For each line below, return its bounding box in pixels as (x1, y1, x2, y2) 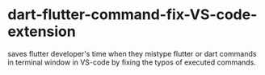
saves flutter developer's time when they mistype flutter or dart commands (7, 49, 257, 58)
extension (7, 22, 76, 41)
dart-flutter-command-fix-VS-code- (7, 6, 258, 24)
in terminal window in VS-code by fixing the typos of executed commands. (7, 57, 256, 67)
